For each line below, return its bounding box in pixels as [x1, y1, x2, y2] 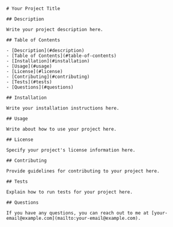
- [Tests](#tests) [6, 79, 52, 85]
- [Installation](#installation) [6, 58, 90, 64]
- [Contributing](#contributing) [6, 74, 90, 80]
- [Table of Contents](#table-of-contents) [6, 53, 117, 59]
